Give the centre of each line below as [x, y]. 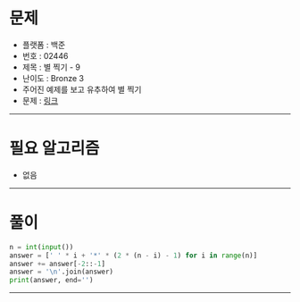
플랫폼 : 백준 [44, 45]
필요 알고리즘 [54, 149]
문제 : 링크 [40, 100]
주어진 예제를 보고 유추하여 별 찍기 [82, 89]
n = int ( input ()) [42, 247]
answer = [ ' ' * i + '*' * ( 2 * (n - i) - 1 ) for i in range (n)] [133, 256]
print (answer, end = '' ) [51, 281]
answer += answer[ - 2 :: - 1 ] [57, 264]
